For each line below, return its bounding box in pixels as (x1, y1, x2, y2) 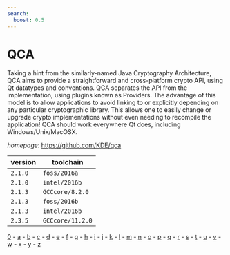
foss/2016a (42, 169, 79, 177)
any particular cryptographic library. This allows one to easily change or (7, 106, 212, 114)
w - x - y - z (7, 240, 41, 249)
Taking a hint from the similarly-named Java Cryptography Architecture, (7, 69, 212, 77)
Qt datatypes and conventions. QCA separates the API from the (7, 84, 188, 92)
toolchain (51, 158, 84, 167)
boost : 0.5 (13, 17, 45, 23)
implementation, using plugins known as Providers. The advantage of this (7, 91, 216, 100)
